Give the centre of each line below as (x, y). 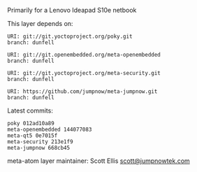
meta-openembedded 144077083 (50, 129)
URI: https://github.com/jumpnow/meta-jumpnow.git (82, 92)
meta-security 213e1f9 (40, 142)
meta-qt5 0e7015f (32, 136)
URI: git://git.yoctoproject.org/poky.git (70, 36)
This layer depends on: (40, 23)
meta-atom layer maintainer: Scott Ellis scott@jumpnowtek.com (98, 161)
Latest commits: (30, 110)
